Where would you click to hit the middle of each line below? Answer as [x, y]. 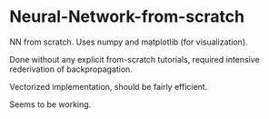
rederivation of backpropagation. [71, 69]
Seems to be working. [50, 104]
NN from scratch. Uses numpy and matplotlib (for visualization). [129, 42]
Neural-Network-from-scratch [127, 17]
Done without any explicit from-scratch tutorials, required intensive [135, 59]
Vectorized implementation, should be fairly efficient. [109, 86]
